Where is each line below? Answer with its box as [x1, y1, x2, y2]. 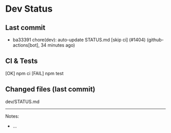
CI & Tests [5, 57, 38, 65]
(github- [147, 37, 164, 43]
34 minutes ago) [40, 42, 75, 48]
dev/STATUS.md [5, 98, 40, 105]
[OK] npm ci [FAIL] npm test [5, 70, 64, 76]
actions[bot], [12, 42, 40, 48]
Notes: [5, 113, 19, 119]
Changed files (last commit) [5, 85, 96, 94]
